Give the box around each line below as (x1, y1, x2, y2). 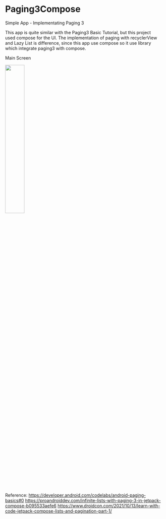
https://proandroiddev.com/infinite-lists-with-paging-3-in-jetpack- (25, 497, 161, 503)
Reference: (5, 492, 28, 498)
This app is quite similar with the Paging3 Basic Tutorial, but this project (5, 29, 151, 35)
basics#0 (5, 497, 24, 503)
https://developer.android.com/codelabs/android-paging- (28, 492, 146, 498)
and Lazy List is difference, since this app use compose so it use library (5, 40, 151, 46)
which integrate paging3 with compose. (5, 45, 86, 51)
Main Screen (5, 55, 31, 61)
